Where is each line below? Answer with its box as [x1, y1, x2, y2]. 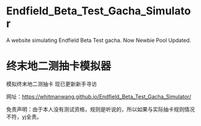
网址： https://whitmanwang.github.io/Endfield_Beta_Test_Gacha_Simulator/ [6, 93, 191, 100]
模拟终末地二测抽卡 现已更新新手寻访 [6, 80, 97, 87]
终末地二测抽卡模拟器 [6, 60, 112, 73]
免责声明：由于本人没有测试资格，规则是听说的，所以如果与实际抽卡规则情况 [6, 106, 195, 113]
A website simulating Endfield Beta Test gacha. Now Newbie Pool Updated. [6, 36, 191, 44]
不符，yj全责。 [6, 113, 42, 120]
